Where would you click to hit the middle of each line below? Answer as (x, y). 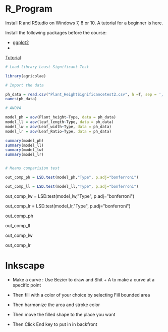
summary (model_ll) (24, 145)
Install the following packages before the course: (56, 32)
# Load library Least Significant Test (47, 67)
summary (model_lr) (24, 155)
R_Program (29, 9)
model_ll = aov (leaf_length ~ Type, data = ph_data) (60, 122)
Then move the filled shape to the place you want (64, 314)
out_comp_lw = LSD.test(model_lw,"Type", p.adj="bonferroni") (70, 196)
